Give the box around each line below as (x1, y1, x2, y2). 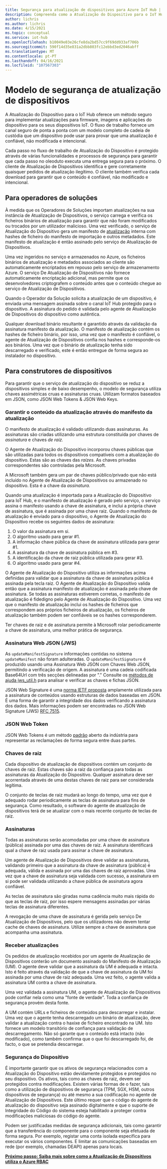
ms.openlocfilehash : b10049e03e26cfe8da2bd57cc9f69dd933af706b (5, 40, 139, 45)
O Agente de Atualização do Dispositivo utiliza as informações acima (5, 569, 146, 576)
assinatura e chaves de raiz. (5, 437, 64, 443)
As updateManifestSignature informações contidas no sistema (5, 651, 132, 657)
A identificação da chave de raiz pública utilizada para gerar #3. (12, 554, 144, 561)
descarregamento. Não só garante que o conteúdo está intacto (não (5, 1030, 145, 1037)
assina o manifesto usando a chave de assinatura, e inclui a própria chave (5, 502, 157, 508)
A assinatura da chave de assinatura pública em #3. (12, 549, 118, 555)
